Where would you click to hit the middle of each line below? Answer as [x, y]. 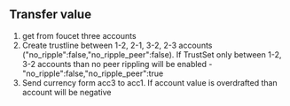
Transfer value [50, 15]
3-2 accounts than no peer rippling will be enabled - [117, 64]
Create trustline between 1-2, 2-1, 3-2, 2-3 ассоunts [117, 45]
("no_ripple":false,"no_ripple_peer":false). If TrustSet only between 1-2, [152, 54]
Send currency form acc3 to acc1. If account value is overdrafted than [149, 82]
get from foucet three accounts [79, 35]
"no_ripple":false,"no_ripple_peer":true [93, 73]
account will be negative [67, 92]
